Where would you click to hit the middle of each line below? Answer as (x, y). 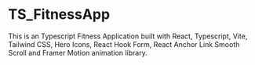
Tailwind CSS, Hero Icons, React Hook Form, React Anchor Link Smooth (124, 44)
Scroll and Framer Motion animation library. (78, 52)
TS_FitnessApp (59, 14)
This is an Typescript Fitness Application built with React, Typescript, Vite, (128, 36)
